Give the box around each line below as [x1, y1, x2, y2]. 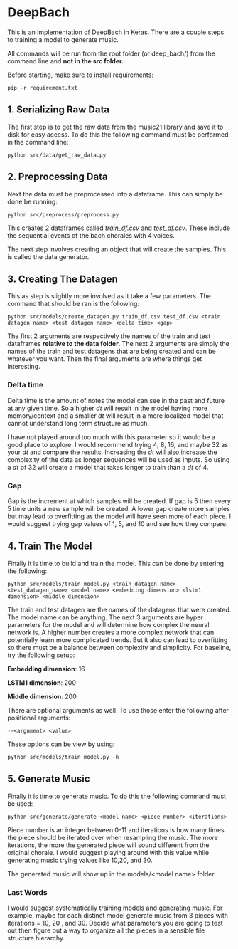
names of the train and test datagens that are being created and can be [7, 347, 217, 356]
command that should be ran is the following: [7, 300, 140, 308]
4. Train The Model [7, 540, 92, 552]
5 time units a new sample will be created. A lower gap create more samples [7, 504, 231, 513]
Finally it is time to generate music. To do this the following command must [7, 792, 226, 800]
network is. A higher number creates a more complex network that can [7, 628, 215, 636]
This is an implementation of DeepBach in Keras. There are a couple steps [7, 28, 225, 36]
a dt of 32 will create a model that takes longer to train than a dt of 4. [7, 463, 209, 471]
